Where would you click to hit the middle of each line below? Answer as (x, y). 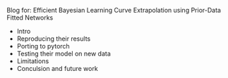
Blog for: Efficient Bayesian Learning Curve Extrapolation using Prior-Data (114, 10)
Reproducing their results (54, 39)
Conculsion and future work (57, 69)
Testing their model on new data (64, 53)
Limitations (33, 61)
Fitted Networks (30, 18)
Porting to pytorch (43, 46)
